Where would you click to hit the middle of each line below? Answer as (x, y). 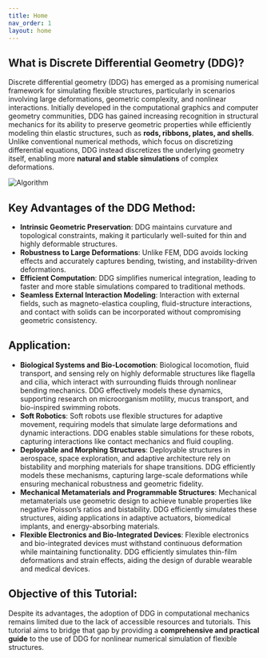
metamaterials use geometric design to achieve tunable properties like (135, 500)
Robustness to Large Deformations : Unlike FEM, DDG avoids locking (134, 252)
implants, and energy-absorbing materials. (90, 526)
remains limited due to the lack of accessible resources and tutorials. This (130, 621)
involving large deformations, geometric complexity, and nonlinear (117, 99)
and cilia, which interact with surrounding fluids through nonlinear (128, 381)
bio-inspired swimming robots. (70, 407)
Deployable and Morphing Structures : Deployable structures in (125, 449)
